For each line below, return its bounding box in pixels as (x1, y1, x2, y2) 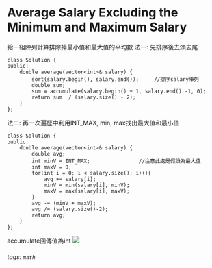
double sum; (31, 82, 66, 88)
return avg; (31, 211, 66, 219)
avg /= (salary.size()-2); (31, 206, 109, 212)
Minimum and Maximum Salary (7, 19, 187, 35)
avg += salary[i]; (43, 175, 96, 182)
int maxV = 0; (31, 163, 72, 171)
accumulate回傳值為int (7, 236, 71, 245)
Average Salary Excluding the (7, 5, 178, 21)
